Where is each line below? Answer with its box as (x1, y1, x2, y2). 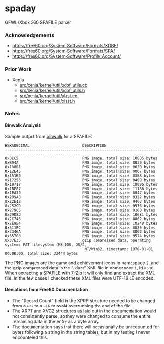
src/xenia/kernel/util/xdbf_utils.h (19, 87, 85, 93)
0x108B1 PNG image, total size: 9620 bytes (5, 164, 155, 169)
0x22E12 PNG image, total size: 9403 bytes (5, 199, 155, 204)
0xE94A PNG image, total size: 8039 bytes (5, 160, 155, 165)
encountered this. (12, 334, 48, 340)
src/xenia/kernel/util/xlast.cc (19, 92, 78, 99)
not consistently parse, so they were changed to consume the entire (12, 313, 151, 319)
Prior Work (5, 66, 32, 73)
